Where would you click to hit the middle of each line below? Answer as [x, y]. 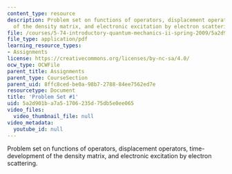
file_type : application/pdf [48, 39]
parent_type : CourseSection [48, 78]
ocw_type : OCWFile [33, 65]
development [26, 156]
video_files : [26, 110]
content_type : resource [41, 13]
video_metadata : [30, 123]
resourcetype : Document [41, 90]
